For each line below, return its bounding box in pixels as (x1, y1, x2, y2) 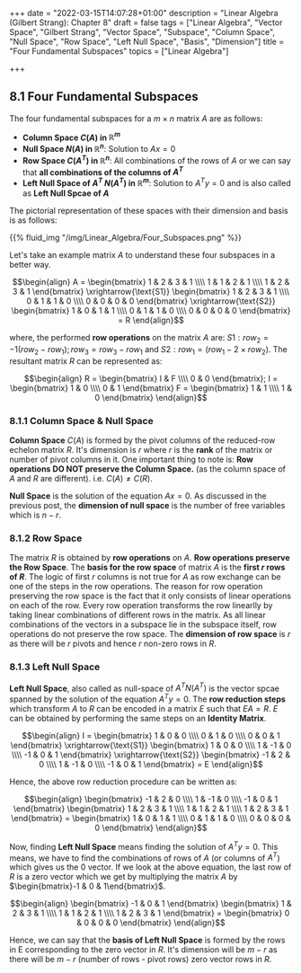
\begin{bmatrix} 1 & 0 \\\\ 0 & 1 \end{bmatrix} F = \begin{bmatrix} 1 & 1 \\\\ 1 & (10, 382, 292, 394)
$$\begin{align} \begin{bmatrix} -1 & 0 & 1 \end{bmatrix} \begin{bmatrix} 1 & (10, 898, 292, 909)
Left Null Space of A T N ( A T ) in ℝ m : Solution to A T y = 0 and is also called (22, 176, 291, 189)
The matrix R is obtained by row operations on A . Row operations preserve (9, 553, 290, 563)
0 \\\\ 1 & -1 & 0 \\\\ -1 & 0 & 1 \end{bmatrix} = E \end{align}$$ (39, 758, 263, 769)
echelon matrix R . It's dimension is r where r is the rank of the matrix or (9, 444, 273, 455)
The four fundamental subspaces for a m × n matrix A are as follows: (9, 112, 263, 124)
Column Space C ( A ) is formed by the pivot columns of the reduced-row (9, 435, 276, 446)
